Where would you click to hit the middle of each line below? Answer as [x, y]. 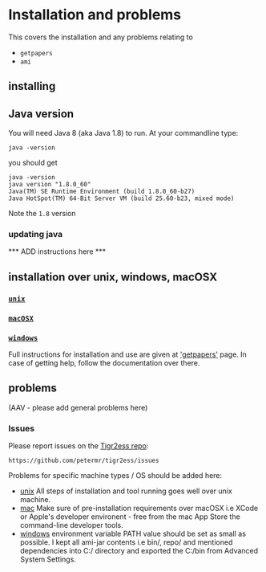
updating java [35, 235]
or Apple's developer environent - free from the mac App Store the [130, 517]
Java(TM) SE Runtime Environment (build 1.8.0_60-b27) [102, 192]
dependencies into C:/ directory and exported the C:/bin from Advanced [139, 551]
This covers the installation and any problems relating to [101, 37]
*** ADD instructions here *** [57, 251]
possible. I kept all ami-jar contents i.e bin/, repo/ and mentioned [126, 542]
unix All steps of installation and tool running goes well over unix [126, 491]
